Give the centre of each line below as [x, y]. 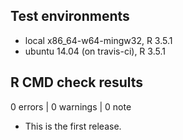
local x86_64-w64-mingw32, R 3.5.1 [98, 40]
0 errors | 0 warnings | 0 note [71, 106]
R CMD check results [77, 82]
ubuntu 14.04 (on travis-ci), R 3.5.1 [95, 51]
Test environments [70, 16]
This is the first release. [73, 126]
